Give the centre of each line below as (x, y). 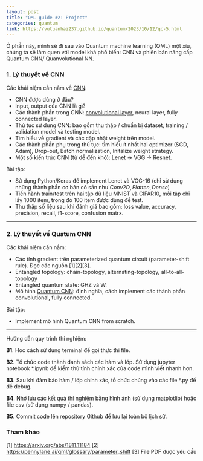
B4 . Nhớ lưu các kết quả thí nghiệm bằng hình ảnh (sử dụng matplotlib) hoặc (101, 398)
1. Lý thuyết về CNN (35, 74)
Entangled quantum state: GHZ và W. (61, 284)
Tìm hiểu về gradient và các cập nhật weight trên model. (85, 138)
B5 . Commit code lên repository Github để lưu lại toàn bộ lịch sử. (87, 416)
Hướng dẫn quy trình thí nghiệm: (47, 338)
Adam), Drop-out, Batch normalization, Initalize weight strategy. (94, 151)
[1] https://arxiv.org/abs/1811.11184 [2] (53, 445)
